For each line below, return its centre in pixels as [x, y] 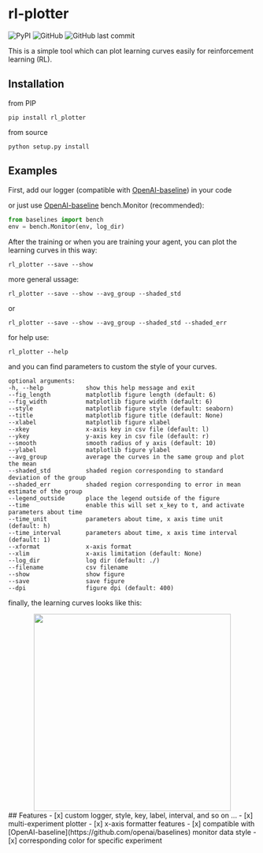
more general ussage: [44, 279]
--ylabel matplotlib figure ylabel [89, 451]
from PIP [22, 103]
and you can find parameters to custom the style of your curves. [113, 367]
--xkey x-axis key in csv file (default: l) [109, 430]
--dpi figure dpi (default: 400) [91, 589]
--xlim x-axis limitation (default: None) [105, 554]
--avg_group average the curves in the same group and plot [126, 457]
